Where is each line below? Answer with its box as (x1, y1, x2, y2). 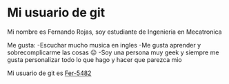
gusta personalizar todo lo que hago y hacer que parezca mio (7, 55, 183, 63)
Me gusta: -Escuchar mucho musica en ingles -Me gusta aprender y (7, 41, 201, 49)
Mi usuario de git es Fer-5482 (7, 69, 92, 77)
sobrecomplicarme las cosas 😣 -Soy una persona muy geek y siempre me (7, 48, 219, 56)
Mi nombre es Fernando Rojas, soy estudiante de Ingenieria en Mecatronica (7, 28, 222, 36)
